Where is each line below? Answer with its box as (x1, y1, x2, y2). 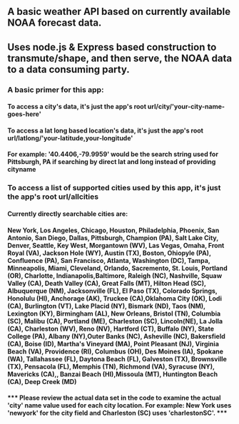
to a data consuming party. (7, 63, 130, 76)
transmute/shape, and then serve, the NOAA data (7, 52, 233, 64)
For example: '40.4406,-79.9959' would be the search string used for (7, 150, 219, 159)
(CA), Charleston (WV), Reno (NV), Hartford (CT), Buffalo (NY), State (7, 324, 215, 333)
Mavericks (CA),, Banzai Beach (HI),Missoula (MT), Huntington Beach (7, 370, 218, 378)
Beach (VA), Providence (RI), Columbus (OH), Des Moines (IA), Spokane (7, 347, 223, 356)
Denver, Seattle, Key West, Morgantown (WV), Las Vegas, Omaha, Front (7, 241, 225, 249)
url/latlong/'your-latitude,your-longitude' (7, 133, 133, 142)
